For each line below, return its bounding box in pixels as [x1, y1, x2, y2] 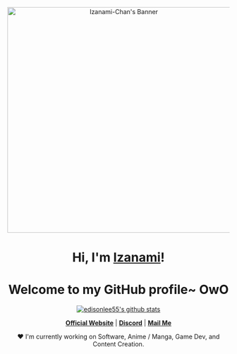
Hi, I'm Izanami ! [72, 250, 165, 266]
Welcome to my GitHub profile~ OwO [8, 282, 229, 298]
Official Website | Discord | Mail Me [66, 319, 171, 327]
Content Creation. [92, 340, 145, 348]
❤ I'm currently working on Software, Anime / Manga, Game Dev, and [17, 332, 220, 341]
